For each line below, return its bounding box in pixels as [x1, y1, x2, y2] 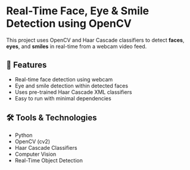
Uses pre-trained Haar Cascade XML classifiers [14, 88, 132, 96]
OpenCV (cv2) [14, 138, 51, 145]
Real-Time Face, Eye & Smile [6, 4, 149, 18]
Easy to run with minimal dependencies [14, 95, 111, 102]
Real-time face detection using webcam [14, 75, 113, 83]
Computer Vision [14, 150, 57, 158]
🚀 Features [6, 60, 47, 70]
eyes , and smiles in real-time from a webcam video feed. [6, 43, 147, 50]
